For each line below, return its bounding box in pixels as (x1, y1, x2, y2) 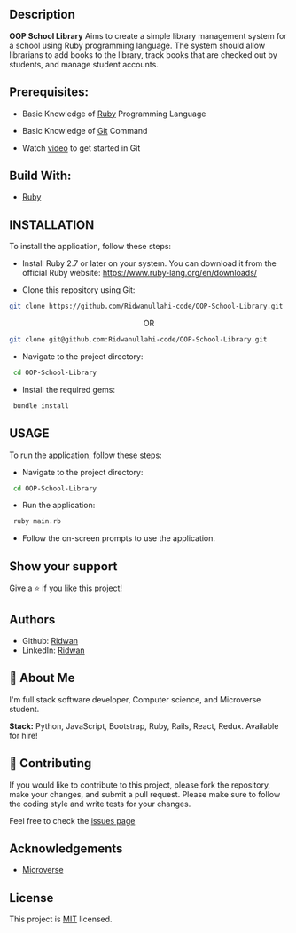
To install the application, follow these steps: (9, 241, 171, 252)
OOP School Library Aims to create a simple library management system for (9, 30, 287, 41)
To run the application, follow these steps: (9, 450, 162, 460)
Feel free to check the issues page (9, 815, 136, 826)
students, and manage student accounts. (9, 59, 160, 69)
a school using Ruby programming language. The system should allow (9, 40, 266, 51)
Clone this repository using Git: (21, 285, 136, 295)
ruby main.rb (12, 517, 62, 526)
